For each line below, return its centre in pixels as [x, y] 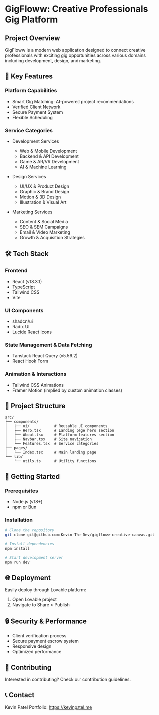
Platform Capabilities [31, 91]
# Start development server [34, 557]
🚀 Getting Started [33, 476]
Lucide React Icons [32, 332]
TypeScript [24, 287]
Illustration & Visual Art [43, 202]
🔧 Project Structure [35, 406]
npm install [17, 548]
